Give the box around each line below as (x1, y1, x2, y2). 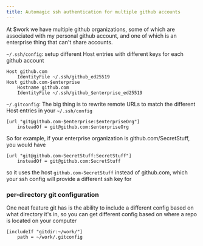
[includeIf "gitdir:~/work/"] (6, 228, 83, 234)
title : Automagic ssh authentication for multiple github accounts (6, 9, 181, 15)
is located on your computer (6, 217, 77, 224)
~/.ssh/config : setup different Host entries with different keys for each (6, 50, 184, 58)
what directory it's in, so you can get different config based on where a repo (6, 210, 198, 217)
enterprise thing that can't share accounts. (6, 38, 113, 46)
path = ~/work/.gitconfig (17, 234, 83, 240)
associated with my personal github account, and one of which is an (6, 32, 177, 39)
